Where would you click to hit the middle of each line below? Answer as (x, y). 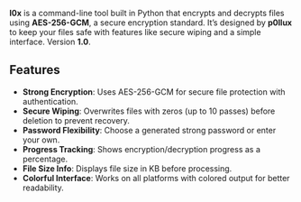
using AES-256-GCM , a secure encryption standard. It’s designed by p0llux (151, 23)
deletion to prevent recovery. (76, 120)
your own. (41, 140)
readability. (43, 188)
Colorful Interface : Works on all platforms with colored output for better (156, 178)
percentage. (45, 159)
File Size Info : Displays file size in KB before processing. (127, 168)
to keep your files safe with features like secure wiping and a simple (135, 32)
